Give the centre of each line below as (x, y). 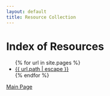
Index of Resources (55, 47)
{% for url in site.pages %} (48, 63)
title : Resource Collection (41, 17)
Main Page (19, 87)
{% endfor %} (32, 75)
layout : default (26, 12)
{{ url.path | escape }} (42, 69)
